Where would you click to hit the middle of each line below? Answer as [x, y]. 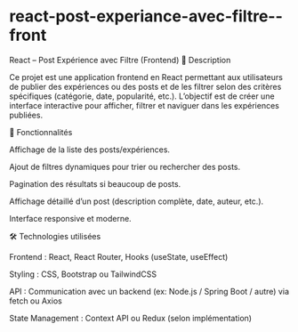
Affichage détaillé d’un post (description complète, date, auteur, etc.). [137, 201]
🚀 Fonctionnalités [41, 132]
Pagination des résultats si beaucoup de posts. [95, 183]
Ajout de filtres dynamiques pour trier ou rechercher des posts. [125, 166]
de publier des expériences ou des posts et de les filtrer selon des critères [145, 86]
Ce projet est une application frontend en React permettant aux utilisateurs [146, 77]
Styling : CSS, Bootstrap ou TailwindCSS [83, 274]
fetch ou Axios [36, 301]
